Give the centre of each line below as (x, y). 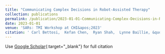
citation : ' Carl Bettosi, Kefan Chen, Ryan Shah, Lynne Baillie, (78, 32)
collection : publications (31, 14)
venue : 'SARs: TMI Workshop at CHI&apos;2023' (54, 28)
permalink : (16, 19)
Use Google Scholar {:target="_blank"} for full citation (59, 46)
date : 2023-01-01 (23, 23)
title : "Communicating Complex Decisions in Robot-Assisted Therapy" (78, 10)
